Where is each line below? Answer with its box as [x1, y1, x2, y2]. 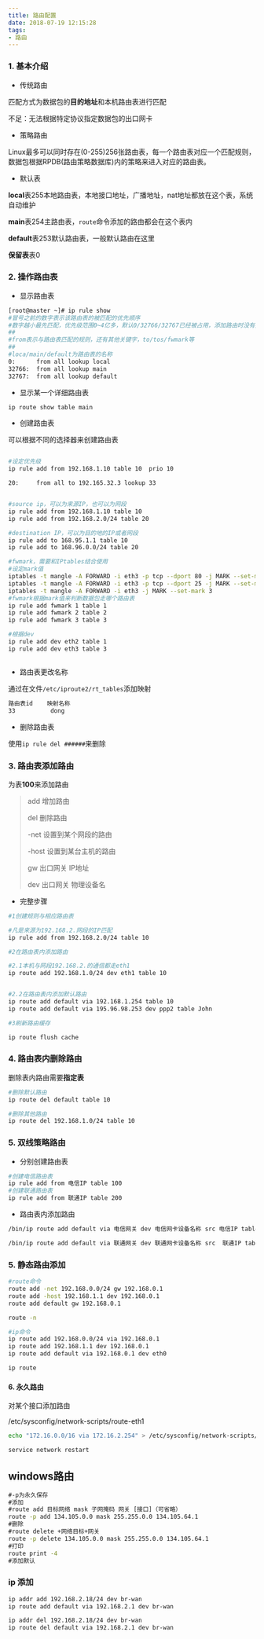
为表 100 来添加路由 [8, 779, 69, 789]
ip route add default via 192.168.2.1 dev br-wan [8, 1602, 174, 1611]
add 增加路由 [27, 796, 70, 805]
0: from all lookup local [8, 357, 111, 365]
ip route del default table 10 [8, 1095, 111, 1104]
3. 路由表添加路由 [8, 760, 75, 771]
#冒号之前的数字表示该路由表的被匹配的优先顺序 [8, 313, 141, 322]
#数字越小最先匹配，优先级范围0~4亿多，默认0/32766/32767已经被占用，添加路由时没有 [8, 321, 255, 329]
